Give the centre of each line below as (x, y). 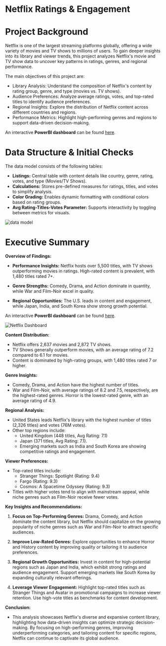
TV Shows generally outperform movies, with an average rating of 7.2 (83, 350)
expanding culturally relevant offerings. (52, 578)
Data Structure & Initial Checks (69, 153)
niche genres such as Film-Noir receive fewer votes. (65, 497)
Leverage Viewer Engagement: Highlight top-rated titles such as (79, 587)
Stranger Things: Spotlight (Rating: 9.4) (60, 476)
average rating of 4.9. (34, 401)
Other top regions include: (39, 430)
